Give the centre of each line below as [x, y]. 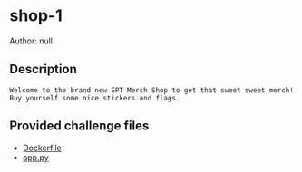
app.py [36, 157]
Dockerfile [42, 148]
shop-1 [36, 16]
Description [43, 69]
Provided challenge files [79, 126]
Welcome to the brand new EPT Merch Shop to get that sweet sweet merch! [152, 90]
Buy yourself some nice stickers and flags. [95, 98]
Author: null [31, 41]
